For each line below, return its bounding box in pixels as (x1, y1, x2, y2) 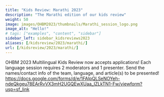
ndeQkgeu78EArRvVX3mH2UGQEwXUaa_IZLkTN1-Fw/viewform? (5, 81, 143, 87)
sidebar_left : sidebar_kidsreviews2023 (5, 36, 90, 41)
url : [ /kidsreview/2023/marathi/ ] (5, 45, 79, 50)
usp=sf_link (5, 86, 30, 92)
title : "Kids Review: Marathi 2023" (5, 7, 83, 13)
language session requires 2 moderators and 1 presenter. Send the (5, 64, 145, 71)
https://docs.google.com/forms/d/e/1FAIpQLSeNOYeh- (5, 75, 120, 81)
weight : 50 (5, 17, 29, 22)
